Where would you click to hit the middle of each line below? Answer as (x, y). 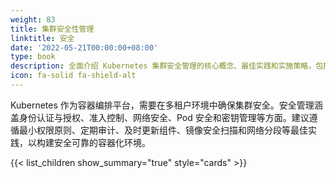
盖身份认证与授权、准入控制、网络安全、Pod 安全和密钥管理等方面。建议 (160, 117)
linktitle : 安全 (42, 38)
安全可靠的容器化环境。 (102, 142)
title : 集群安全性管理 (52, 29)
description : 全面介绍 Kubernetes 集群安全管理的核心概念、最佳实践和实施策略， (163, 66)
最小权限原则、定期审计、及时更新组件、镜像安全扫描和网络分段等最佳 (163, 130)
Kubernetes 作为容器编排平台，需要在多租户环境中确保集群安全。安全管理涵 (166, 105)
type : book (33, 57)
